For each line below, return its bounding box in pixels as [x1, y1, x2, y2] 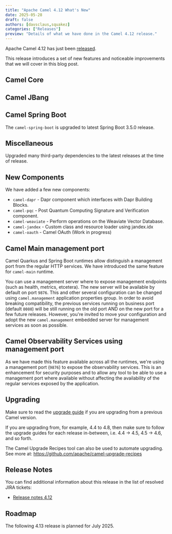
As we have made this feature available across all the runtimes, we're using [5, 359, 164, 365]
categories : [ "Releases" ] [5, 27, 61, 32]
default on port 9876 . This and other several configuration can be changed [5, 289, 162, 295]
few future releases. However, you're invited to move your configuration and [5, 311, 167, 318]
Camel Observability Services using [5, 337, 123, 346]
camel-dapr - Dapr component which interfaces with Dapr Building [12, 196, 153, 203]
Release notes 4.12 [12, 495, 53, 501]
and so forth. [5, 435, 32, 441]
